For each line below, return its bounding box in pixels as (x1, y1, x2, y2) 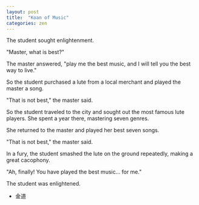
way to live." (6, 67, 37, 74)
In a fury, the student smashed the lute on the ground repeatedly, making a (6, 150, 193, 158)
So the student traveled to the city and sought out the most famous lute (6, 109, 185, 116)
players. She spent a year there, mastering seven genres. (6, 115, 149, 122)
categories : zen (6, 20, 47, 26)
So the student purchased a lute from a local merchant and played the (6, 78, 181, 86)
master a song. (6, 85, 44, 92)
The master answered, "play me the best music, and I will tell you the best (6, 60, 191, 67)
